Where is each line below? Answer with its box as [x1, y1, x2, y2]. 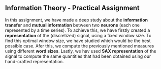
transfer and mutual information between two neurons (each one [5, 22, 140, 28]
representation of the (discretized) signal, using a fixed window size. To [5, 32, 152, 38]
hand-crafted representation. [5, 58, 64, 64]
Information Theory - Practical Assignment [5, 4, 140, 12]
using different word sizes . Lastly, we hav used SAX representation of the [5, 48, 157, 54]
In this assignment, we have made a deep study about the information [5, 17, 148, 23]
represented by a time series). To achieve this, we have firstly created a [5, 27, 150, 33]
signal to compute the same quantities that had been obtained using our [5, 53, 151, 59]
